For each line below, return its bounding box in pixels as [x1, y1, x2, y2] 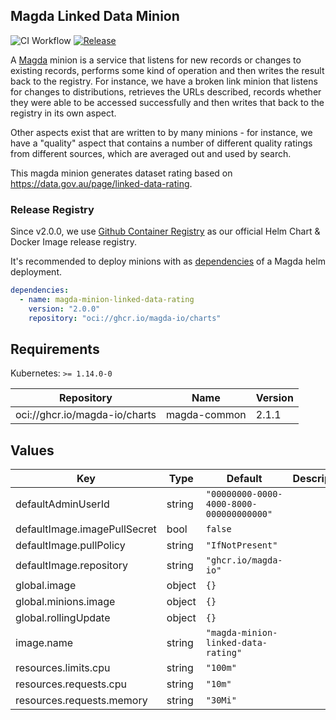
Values [10, 442, 55, 459]
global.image [15, 579, 77, 593]
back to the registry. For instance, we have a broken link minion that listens [10, 75, 318, 87]
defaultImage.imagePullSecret [15, 522, 157, 536]
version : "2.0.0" [28, 304, 101, 314]
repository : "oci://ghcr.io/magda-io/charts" [28, 313, 222, 323]
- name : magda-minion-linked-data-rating [19, 294, 195, 304]
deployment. [10, 266, 62, 278]
